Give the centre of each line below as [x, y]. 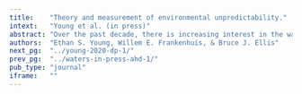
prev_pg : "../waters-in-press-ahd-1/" [84, 59]
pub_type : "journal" [48, 68]
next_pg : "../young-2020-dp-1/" [72, 51]
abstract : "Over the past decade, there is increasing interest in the [146, 34]
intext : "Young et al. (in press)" [80, 26]
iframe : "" [34, 76]
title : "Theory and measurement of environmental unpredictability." [148, 17]
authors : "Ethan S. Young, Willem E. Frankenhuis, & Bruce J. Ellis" [144, 43]
